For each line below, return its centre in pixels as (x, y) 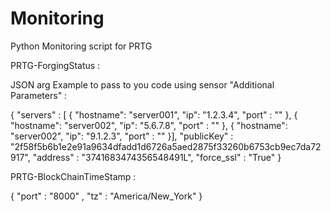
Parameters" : (39, 95)
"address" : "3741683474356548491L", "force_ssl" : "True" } (157, 157)
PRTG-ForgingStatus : (55, 65)
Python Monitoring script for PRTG (81, 46)
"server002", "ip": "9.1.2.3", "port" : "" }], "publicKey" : (122, 136)
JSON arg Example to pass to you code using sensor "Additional (142, 84)
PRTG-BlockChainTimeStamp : (73, 176)
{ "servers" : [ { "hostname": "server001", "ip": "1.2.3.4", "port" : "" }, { (154, 114)
